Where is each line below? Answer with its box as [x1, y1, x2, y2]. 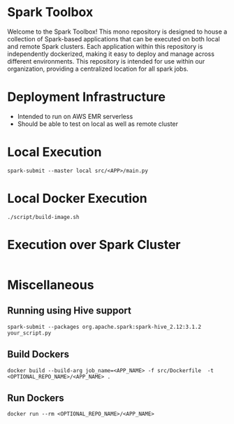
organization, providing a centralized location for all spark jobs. [7, 64, 189, 73]
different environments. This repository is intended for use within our [7, 57, 205, 65]
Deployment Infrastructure [7, 89, 166, 105]
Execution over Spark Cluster [7, 236, 181, 253]
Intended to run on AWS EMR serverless [17, 112, 133, 120]
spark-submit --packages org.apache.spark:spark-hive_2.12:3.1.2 [7, 323, 201, 330]
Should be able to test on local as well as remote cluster [17, 120, 179, 128]
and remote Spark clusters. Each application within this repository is [7, 42, 203, 50]
